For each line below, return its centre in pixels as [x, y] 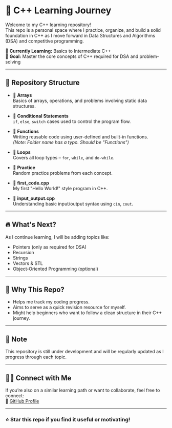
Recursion [23, 252]
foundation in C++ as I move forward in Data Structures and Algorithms [80, 35]
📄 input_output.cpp [34, 198]
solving [13, 62]
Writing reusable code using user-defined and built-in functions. [80, 137]
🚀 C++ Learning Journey [58, 11]
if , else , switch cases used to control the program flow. [72, 121]
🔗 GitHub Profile [22, 401]
